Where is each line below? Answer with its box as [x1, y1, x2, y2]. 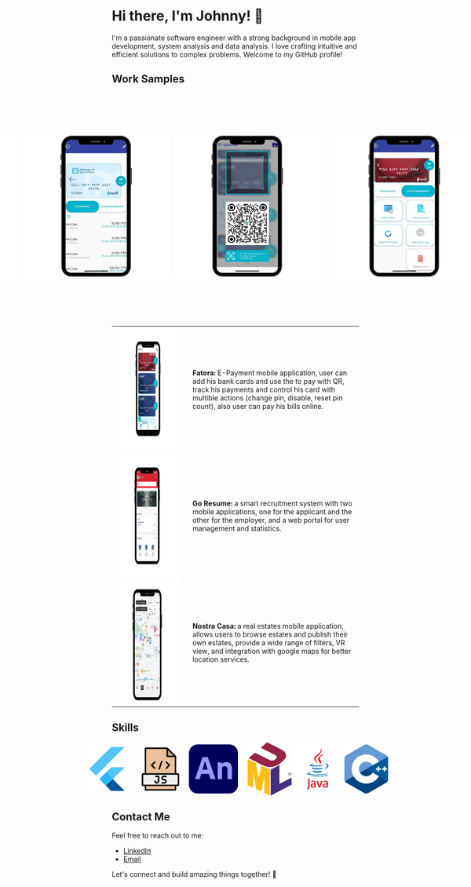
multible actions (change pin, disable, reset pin [192, 392, 343, 403]
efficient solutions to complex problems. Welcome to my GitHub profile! [111, 49, 343, 59]
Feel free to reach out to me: [111, 831, 204, 841]
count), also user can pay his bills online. [192, 401, 323, 411]
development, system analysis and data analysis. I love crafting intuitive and [111, 41, 357, 50]
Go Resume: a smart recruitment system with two [192, 498, 352, 509]
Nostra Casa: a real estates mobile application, [192, 622, 344, 630]
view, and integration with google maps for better [192, 647, 352, 655]
